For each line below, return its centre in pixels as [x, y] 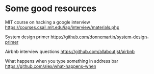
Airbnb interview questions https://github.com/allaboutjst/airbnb [70, 51]
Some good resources [51, 9]
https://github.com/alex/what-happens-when [51, 66]
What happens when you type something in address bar [62, 61]
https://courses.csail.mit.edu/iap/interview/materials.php [62, 27]
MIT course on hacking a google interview [48, 22]
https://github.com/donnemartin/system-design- [100, 37]
